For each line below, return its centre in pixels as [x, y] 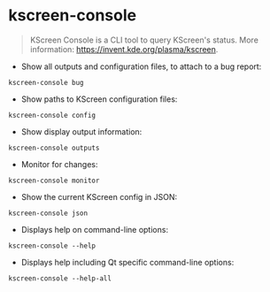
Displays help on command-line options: [95, 229]
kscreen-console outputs [54, 148]
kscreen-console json [48, 213]
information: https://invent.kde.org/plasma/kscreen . [124, 49]
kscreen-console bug [46, 82]
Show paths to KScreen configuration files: [99, 99]
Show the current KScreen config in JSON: [99, 196]
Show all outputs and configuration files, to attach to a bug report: [141, 66]
